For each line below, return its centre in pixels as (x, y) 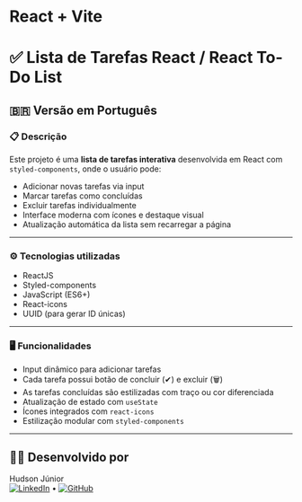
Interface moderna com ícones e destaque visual (113, 215)
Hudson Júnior (37, 479)
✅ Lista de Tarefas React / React (131, 58)
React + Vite (56, 17)
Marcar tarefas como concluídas (82, 196)
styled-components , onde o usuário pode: (85, 169)
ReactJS (38, 276)
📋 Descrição (38, 137)
